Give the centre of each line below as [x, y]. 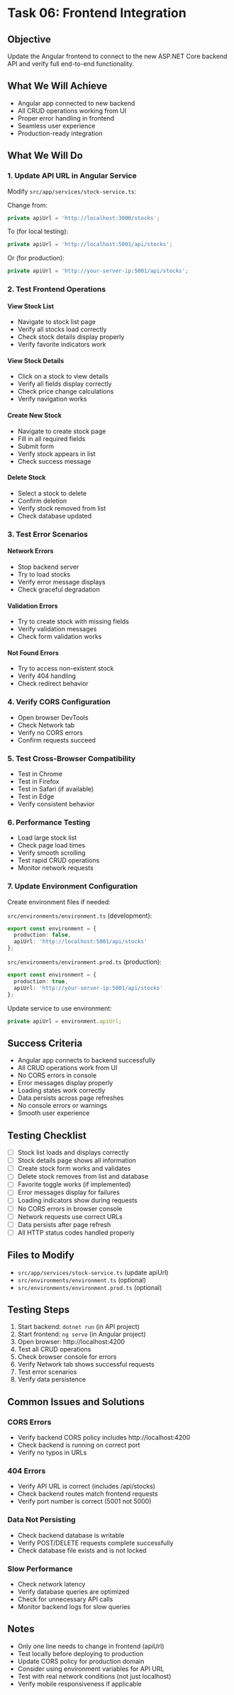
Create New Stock [35, 416]
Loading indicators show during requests [77, 1201]
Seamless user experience [56, 126]
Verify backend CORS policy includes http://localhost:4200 [104, 1438]
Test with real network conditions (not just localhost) [94, 1676]
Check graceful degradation [59, 589]
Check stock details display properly [71, 337]
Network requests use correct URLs [70, 1216]
